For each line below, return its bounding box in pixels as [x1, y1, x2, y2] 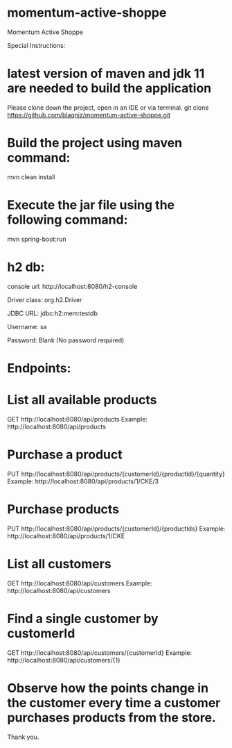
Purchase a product [7, 447, 123, 463]
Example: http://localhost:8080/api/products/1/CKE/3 [7, 477, 159, 485]
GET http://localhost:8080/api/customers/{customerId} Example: [7, 648, 193, 657]
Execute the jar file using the [7, 197, 175, 213]
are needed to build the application [7, 81, 212, 97]
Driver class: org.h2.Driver [7, 295, 82, 304]
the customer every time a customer [7, 695, 221, 710]
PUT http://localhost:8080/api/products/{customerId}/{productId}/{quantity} [7, 469, 225, 478]
